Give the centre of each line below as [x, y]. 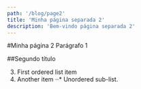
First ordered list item [47, 72]
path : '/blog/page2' [36, 13]
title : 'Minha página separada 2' [56, 20]
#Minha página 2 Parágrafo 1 [47, 46]
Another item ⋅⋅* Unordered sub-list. [67, 79]
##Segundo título [31, 59]
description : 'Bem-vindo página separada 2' [71, 26]
